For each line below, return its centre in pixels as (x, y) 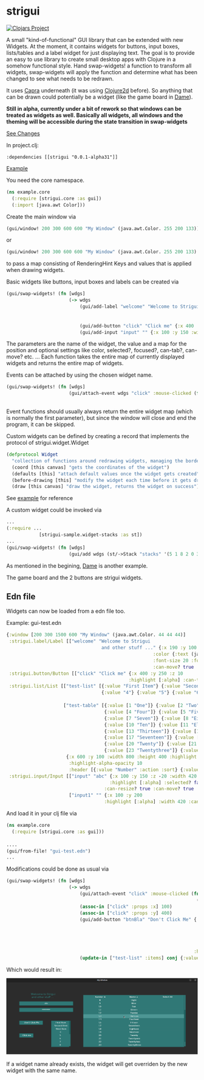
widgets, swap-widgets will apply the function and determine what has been (102, 72)
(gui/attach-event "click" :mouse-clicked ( (137, 894)
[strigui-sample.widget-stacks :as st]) (90, 535)
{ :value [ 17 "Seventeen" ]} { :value (149, 737)
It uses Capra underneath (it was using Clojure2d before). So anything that (100, 90)
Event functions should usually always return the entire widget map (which (100, 411)
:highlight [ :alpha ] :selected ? (150, 782)
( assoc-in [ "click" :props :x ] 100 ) (126, 907)
